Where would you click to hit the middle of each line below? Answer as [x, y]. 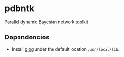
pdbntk [19, 9]
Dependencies [27, 37]
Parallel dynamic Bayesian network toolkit [46, 22]
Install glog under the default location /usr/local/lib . [65, 49]
